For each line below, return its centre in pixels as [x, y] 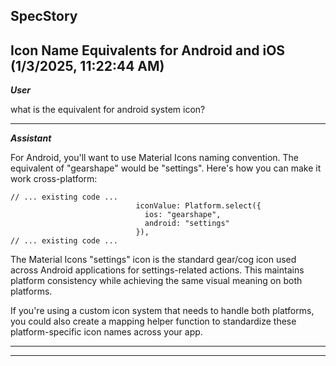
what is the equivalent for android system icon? [108, 110]
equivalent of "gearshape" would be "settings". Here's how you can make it [166, 168]
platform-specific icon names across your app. [106, 332]
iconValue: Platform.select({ [198, 206]
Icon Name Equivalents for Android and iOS [148, 50]
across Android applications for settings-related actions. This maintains [157, 270]
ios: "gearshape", [183, 215]
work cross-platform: [54, 179]
